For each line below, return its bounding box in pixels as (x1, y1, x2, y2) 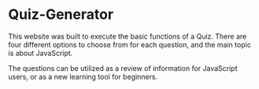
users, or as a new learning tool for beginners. (8, 72, 158, 81)
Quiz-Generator (8, 6, 114, 24)
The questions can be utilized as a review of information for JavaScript (8, 63, 238, 72)
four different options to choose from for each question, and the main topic (8, 39, 252, 49)
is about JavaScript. (8, 48, 73, 57)
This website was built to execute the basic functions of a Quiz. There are (8, 32, 247, 41)
